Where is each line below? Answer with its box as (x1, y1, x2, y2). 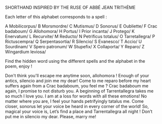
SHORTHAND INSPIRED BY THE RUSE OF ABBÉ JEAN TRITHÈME (5, 5, 136, 10)
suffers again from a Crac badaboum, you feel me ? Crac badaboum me (5, 83, 149, 89)
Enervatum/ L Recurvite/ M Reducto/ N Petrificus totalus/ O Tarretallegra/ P (5, 34, 155, 39)
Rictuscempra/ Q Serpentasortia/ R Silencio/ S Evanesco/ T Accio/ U (5, 39, 142, 44)
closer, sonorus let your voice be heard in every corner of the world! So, (5, 104, 149, 109)
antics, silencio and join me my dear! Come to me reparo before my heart (5, 78, 151, 83)
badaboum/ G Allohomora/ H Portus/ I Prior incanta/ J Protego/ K (5, 28, 135, 34)
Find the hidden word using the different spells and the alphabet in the (5, 58, 146, 64)
